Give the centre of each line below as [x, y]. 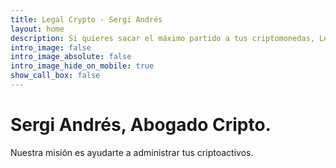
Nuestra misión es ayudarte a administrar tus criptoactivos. [132, 152]
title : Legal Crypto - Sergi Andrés [86, 19]
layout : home [37, 29]
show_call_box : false [55, 76]
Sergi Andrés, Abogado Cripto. [141, 125]
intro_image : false [51, 47]
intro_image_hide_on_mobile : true [82, 66]
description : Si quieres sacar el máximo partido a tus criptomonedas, [162, 38]
